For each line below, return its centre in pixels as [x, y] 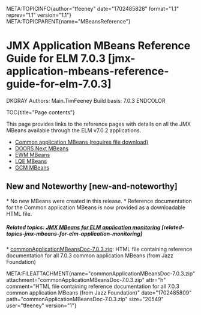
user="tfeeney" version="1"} [41, 305]
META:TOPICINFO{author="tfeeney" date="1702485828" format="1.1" [92, 9]
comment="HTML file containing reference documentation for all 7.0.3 [93, 286]
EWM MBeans [32, 154]
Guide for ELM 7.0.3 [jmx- [71, 59]
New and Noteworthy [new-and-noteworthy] [92, 187]
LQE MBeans [31, 161]
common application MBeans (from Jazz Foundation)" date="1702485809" [99, 292]
